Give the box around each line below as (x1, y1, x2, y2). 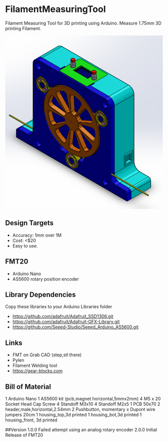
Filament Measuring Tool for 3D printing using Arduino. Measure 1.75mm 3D (5, 20, 161, 26)
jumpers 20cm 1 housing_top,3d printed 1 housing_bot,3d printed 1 (5, 412, 142, 418)
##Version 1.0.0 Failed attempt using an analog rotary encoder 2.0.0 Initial (5, 427, 157, 433)
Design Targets (5, 219, 54, 228)
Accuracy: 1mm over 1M (12, 232, 62, 238)
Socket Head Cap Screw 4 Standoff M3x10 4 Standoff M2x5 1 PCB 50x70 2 (5, 401, 160, 407)
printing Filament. (5, 25, 41, 31)
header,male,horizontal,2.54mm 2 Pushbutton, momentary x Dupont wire (5, 406, 155, 412)
